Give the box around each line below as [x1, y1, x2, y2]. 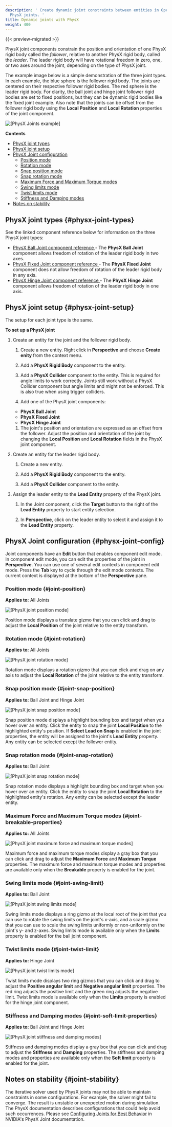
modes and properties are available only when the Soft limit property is [5, 1055, 156, 1061]
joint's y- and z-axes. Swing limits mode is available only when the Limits [5, 927, 160, 934]
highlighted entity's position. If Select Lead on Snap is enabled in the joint [5, 727, 161, 734]
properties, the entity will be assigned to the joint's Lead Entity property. [5, 733, 159, 739]
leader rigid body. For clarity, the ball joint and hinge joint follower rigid [5, 88, 155, 95]
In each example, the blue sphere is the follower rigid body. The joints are [5, 78, 160, 84]
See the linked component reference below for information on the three [5, 229, 156, 236]
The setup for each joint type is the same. [5, 317, 93, 323]
